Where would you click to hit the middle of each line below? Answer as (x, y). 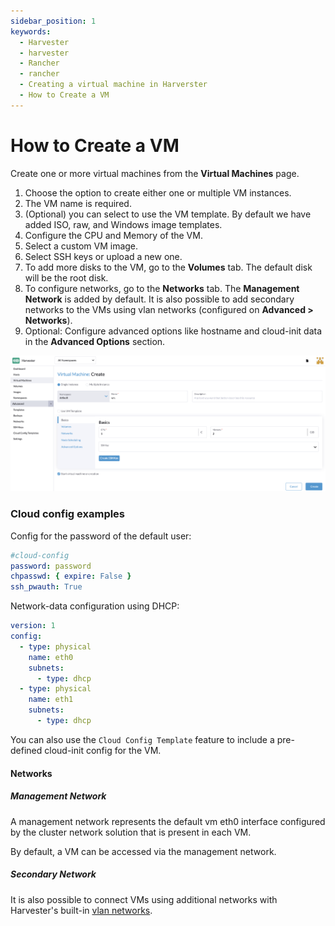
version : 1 (33, 626)
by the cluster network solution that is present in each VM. (131, 832)
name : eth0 (51, 657)
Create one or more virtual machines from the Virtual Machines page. (155, 173)
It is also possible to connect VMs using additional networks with (144, 899)
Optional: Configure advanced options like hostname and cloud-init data (173, 331)
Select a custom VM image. (81, 246)
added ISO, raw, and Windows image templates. (123, 224)
